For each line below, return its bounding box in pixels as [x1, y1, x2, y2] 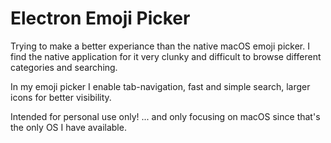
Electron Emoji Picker [10, 7, 191, 30]
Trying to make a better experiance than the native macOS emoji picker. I [10, 40, 310, 52]
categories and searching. [10, 61, 118, 73]
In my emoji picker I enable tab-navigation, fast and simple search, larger [10, 80, 311, 92]
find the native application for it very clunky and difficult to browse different [10, 50, 322, 62]
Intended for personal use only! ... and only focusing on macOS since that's [10, 110, 321, 122]
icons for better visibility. [10, 91, 112, 103]
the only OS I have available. [10, 121, 127, 133]
